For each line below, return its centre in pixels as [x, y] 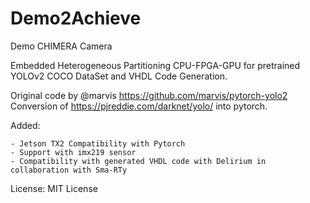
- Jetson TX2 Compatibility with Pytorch [98, 143]
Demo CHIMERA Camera [61, 46]
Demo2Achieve [76, 18]
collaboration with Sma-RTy [69, 170]
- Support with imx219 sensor [73, 152]
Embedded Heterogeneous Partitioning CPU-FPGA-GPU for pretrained [155, 65]
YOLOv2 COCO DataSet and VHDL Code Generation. [119, 76]
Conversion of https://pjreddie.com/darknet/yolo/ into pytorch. [139, 106]
